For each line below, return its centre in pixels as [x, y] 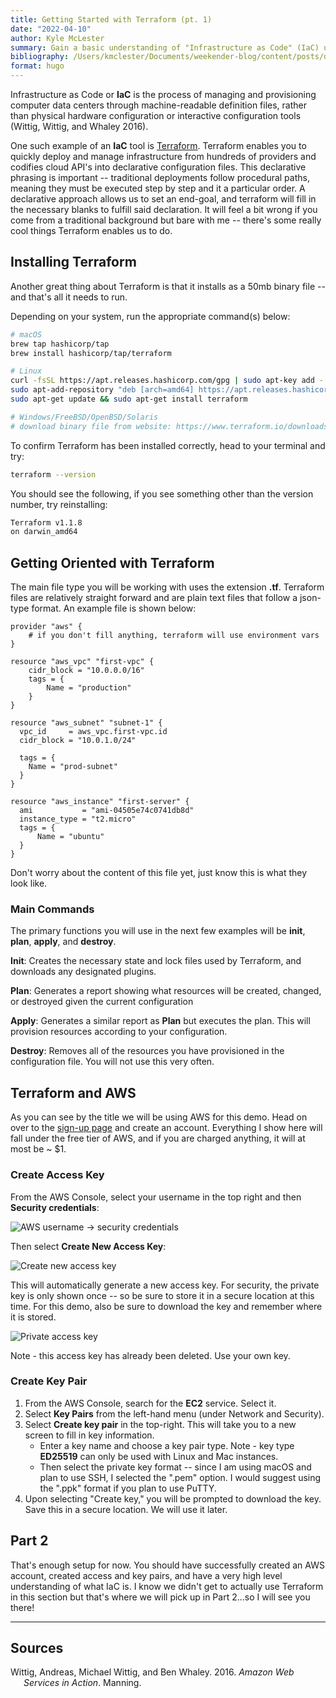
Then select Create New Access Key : [88, 1246]
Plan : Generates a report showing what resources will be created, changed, [166, 991]
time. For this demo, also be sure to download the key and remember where [166, 1306]
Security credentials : [55, 1207]
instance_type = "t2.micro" [78, 819]
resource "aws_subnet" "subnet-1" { [86, 723]
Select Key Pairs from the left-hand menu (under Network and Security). [174, 1413]
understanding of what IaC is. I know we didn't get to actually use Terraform [167, 1586]
